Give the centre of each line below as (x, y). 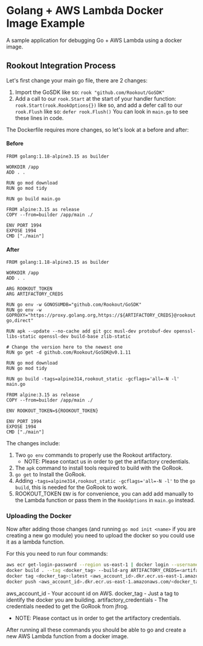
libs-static (21, 337)
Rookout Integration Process (61, 66)
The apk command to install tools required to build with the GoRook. (99, 468)
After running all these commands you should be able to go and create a (96, 630)
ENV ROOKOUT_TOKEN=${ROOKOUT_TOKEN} (52, 411)
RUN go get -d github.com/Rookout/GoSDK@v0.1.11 (69, 352)
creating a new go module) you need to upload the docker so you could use (101, 536)
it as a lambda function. (35, 542)
